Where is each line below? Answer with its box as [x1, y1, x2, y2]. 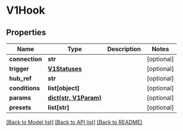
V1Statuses [48, 65, 82, 73]
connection [9, 55, 43, 63]
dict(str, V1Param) [48, 93, 102, 102]
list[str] [48, 104, 70, 111]
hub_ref [9, 74, 32, 82]
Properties [6, 27, 46, 38]
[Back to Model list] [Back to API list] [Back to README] [6, 118, 143, 126]
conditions [9, 84, 40, 92]
